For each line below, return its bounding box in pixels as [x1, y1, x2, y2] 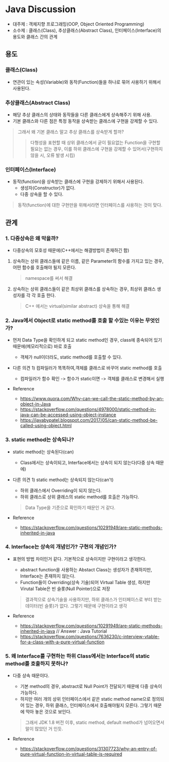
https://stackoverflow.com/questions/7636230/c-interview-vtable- [20, 633, 160, 639]
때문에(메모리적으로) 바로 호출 [12, 343, 72, 349]
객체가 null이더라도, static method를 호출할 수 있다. [20, 354, 122, 360]
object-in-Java [20, 401, 51, 407]
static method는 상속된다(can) [12, 449, 74, 455]
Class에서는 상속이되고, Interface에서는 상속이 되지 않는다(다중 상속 [20, 459, 155, 465]
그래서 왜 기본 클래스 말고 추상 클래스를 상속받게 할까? [17, 128, 124, 135]
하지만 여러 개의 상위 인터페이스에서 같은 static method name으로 [20, 696, 151, 702]
